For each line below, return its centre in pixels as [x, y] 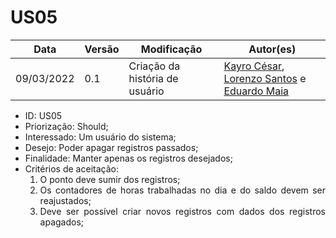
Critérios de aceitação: [71, 168]
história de [153, 78]
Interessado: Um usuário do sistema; [100, 137]
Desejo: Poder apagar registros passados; [111, 147]
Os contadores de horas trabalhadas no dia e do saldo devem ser [182, 190]
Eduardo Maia [256, 91]
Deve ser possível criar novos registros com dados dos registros [182, 211]
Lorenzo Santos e [265, 78]
